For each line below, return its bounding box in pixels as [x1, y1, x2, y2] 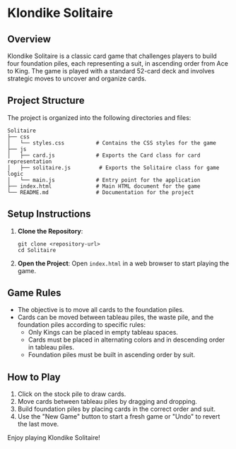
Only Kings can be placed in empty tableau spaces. [28, 328, 179, 337]
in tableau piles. [28, 343, 74, 352]
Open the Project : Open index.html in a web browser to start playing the [17, 259, 230, 268]
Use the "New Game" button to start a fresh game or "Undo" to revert [17, 412, 220, 421]
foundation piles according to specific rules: [17, 321, 146, 329]
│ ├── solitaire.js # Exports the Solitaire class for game [7, 164, 220, 171]
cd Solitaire [17, 246, 57, 253]
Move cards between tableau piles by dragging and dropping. [17, 397, 198, 406]
